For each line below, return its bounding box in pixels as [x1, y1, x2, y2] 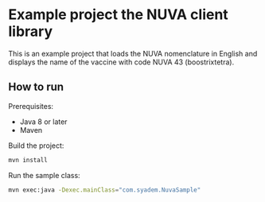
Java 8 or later [19, 117, 68, 126]
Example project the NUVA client [8, 6, 228, 24]
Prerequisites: [8, 101, 54, 111]
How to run [8, 80, 64, 94]
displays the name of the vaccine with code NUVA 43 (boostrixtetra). [8, 57, 235, 67]
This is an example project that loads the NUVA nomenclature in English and [8, 49, 258, 58]
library [8, 22, 53, 41]
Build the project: [8, 141, 64, 150]
